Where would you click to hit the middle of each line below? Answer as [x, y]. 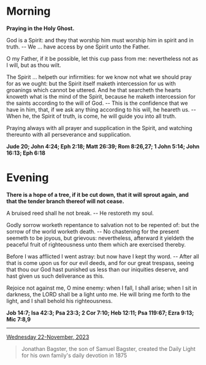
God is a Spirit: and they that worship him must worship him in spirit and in [100, 40]
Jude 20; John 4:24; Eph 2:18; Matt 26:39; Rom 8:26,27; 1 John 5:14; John [103, 146]
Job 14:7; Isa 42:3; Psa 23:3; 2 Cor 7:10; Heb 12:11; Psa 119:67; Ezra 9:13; [100, 313]
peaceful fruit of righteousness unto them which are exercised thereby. [96, 244]
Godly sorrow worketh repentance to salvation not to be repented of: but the [103, 225]
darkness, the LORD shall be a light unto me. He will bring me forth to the [98, 294]
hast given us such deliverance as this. [55, 276]
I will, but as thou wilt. [34, 65]
